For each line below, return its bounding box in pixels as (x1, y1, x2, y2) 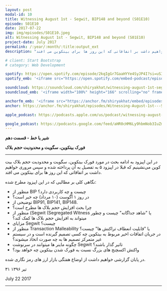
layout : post (5, 7, 32, 12)
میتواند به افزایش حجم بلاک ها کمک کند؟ (12, 215, 87, 221)
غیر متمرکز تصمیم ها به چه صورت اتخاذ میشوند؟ (12, 236, 102, 242)
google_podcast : (5, 121, 39, 126)
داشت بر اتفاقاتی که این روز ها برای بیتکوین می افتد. (5, 170, 102, 176)
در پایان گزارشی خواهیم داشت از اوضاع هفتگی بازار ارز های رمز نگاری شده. (5, 257, 146, 263)
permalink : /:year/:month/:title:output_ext (5, 44, 99, 49)
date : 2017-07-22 (5, 26, 41, 31)
